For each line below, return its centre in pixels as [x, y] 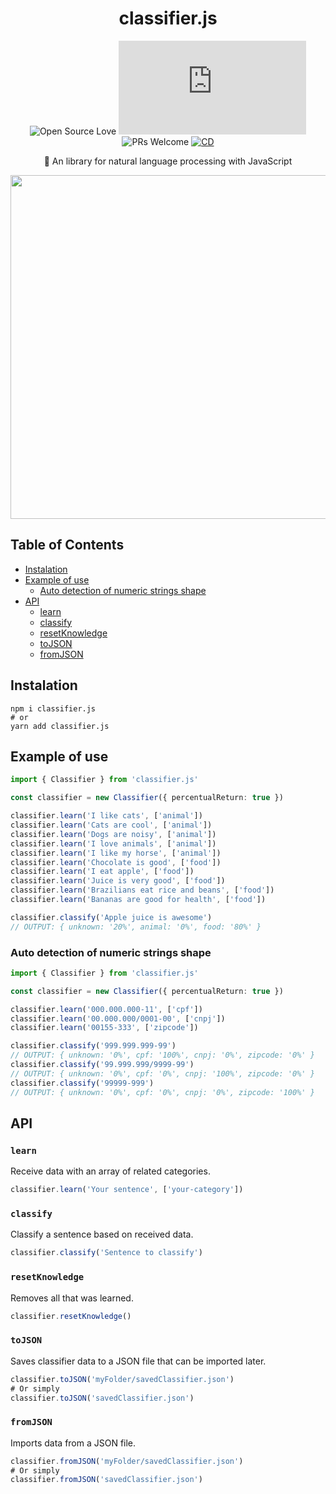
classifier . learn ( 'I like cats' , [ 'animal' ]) [106, 816]
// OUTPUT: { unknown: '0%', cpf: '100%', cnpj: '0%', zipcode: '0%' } [162, 1055]
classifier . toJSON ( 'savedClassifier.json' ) [102, 1398]
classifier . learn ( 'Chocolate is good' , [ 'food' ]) [116, 862]
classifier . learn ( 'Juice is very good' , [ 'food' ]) [118, 881]
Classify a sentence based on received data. [102, 1234]
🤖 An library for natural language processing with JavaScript [168, 161]
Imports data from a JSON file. [73, 1443]
